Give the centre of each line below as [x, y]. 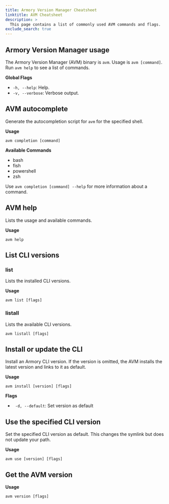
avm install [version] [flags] [39, 386]
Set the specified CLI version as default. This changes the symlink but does [85, 434]
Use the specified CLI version [53, 422]
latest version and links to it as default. [46, 367]
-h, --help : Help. [31, 87]
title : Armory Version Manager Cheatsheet [51, 10]
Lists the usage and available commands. [49, 220]
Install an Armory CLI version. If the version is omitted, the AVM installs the [84, 362]
